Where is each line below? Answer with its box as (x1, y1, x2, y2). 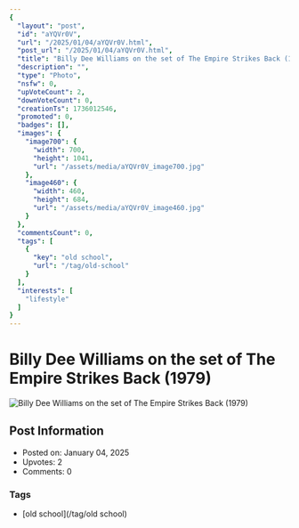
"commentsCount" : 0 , (17, 228, 93, 237)
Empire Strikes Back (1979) (9, 369, 212, 388)
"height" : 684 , (32, 195, 90, 205)
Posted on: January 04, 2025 (21, 447, 130, 458)
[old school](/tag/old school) (21, 508, 127, 519)
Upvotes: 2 (21, 456, 63, 467)
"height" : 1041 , (32, 153, 93, 163)
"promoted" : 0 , (17, 112, 74, 121)
